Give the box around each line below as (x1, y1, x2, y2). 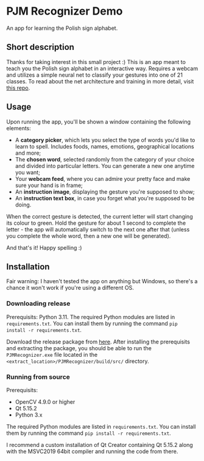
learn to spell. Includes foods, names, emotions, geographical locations (15, 143, 194, 150)
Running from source (6, 373, 70, 381)
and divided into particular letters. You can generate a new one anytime (15, 162, 195, 169)
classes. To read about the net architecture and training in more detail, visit (6, 77, 194, 85)
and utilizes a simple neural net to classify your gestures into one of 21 (6, 71, 183, 79)
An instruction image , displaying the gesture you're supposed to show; (15, 188, 195, 195)
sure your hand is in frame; (15, 181, 83, 189)
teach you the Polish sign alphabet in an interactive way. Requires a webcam (6, 65, 199, 72)
